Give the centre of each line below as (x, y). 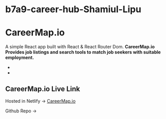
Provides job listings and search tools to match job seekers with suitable (83, 52)
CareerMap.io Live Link (43, 89)
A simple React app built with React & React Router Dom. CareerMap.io (80, 47)
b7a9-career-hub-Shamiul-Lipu (73, 9)
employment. (20, 57)
